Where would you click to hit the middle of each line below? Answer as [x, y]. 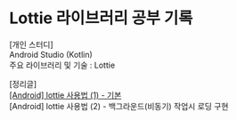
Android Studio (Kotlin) [51, 54]
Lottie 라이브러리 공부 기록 [101, 18]
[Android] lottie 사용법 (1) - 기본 [65, 95]
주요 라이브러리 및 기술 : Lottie [62, 65]
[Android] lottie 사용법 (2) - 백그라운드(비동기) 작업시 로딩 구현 [119, 106]
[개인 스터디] [31, 44]
